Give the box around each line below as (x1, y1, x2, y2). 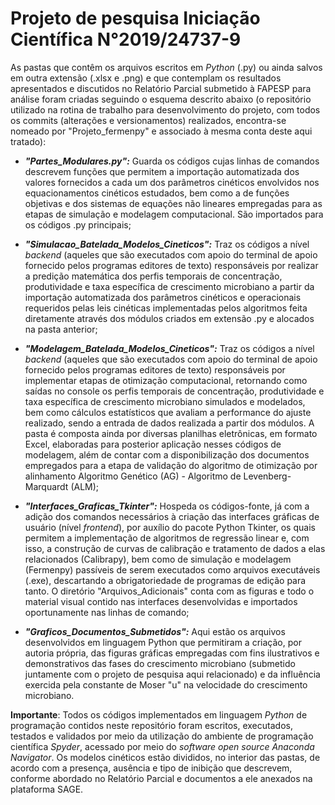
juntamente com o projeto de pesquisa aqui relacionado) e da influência (24, 668, 321, 680)
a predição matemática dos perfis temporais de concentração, (24, 270, 283, 282)
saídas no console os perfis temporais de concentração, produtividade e (24, 385, 325, 397)
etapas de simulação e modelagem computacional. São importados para (24, 208, 324, 220)
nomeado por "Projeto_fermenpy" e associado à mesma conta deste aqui (10, 125, 313, 137)
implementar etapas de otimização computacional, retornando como (24, 374, 308, 386)
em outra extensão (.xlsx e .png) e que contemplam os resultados (10, 72, 282, 84)
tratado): (10, 135, 47, 147)
